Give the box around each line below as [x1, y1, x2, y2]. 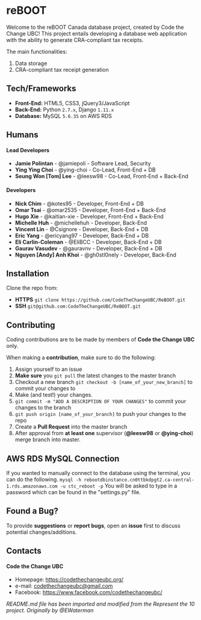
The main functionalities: [6, 48, 67, 55]
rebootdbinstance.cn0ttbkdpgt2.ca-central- [84, 477, 194, 483]
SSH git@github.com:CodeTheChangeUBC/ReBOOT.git [14, 302, 141, 310]
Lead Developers [6, 146, 50, 153]
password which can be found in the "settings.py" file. [6, 488, 141, 495]
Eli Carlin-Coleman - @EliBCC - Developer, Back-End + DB [14, 238, 162, 246]
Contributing [6, 320, 55, 330]
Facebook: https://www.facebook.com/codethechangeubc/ [14, 589, 162, 596]
